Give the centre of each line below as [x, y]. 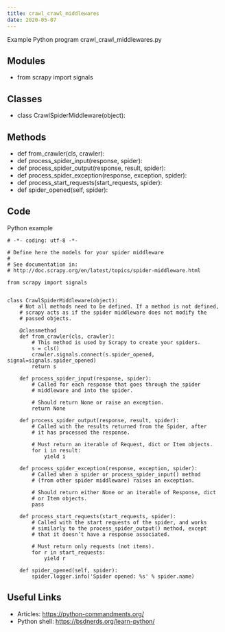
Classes [25, 99]
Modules [26, 61]
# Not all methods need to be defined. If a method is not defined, [119, 306]
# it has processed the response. [81, 433]
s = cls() [46, 348]
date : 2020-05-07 [32, 20]
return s [44, 366]
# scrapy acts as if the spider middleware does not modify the [113, 313]
